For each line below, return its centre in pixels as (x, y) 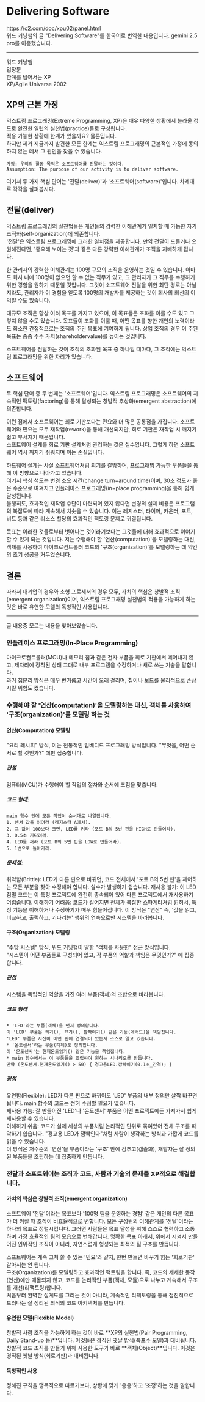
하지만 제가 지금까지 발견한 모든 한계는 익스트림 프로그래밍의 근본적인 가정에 (97, 143)
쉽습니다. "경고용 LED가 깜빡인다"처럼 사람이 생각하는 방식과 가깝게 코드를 (110, 1133)
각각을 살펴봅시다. (34, 189)
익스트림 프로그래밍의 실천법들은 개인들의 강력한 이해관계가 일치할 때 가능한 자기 (102, 226)
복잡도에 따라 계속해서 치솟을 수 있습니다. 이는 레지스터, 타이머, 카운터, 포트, (103, 511)
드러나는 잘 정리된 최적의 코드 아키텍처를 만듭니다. (66, 1302)
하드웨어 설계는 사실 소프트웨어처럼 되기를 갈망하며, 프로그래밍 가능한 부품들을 (99, 465)
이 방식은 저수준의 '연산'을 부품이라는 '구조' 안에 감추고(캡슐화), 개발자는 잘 (95, 1149)
